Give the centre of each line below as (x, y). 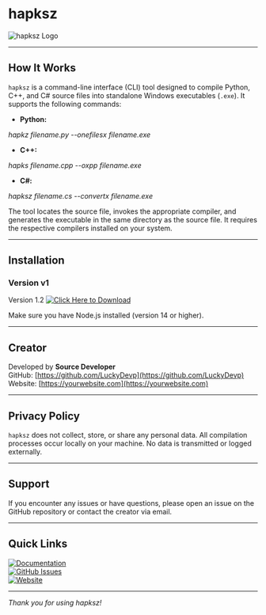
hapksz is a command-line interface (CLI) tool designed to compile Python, (129, 87)
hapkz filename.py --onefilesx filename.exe (80, 135)
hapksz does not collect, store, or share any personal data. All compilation (128, 435)
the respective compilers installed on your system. (90, 228)
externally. (25, 452)
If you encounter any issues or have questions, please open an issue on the (131, 503)
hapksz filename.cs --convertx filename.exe (80, 196)
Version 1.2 (27, 300)
